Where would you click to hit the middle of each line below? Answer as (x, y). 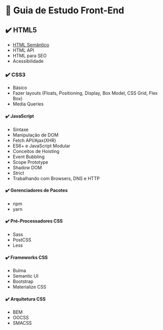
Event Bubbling (29, 157)
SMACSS (22, 323)
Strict (18, 173)
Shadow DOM (27, 167)
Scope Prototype (30, 162)
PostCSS (22, 239)
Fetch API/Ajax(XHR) (34, 140)
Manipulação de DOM (35, 135)
